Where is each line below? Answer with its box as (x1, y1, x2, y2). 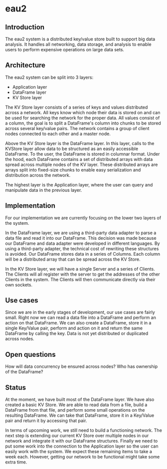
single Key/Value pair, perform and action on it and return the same (5, 325, 143, 331)
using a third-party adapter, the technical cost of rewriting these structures (5, 245, 159, 252)
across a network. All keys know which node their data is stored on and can (5, 109, 161, 115)
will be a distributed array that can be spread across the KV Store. (5, 256, 141, 262)
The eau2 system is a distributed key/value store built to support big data (5, 36, 156, 42)
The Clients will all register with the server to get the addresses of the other (5, 271, 161, 277)
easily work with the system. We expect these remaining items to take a (5, 449, 152, 455)
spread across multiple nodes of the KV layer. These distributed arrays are (5, 161, 158, 167)
